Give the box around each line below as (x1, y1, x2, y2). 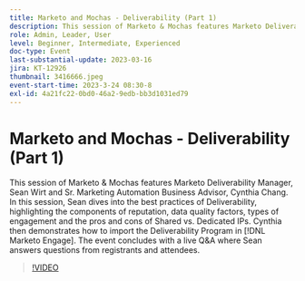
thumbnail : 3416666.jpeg (9, 73, 103, 82)
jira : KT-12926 (9, 64, 67, 73)
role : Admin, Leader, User (9, 30, 112, 39)
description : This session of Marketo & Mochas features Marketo (9, 22, 261, 31)
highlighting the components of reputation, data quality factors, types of (9, 206, 280, 218)
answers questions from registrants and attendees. (9, 245, 201, 256)
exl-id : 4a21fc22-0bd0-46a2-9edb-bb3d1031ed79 (9, 89, 189, 98)
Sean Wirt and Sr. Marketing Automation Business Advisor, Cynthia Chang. (9, 187, 289, 198)
